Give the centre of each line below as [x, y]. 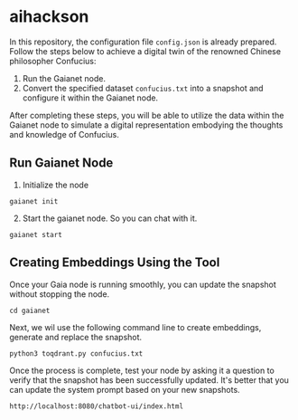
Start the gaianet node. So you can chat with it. [110, 218]
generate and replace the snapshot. [76, 337]
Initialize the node [55, 185]
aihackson [49, 17]
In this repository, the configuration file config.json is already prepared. [143, 42]
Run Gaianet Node [61, 163]
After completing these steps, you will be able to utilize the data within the [147, 115]
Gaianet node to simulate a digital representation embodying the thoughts [146, 125]
